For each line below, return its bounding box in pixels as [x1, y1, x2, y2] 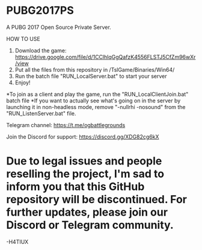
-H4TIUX [6, 238, 29, 245]
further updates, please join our [6, 205, 168, 219]
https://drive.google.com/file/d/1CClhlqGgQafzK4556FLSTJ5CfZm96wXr [14, 53, 196, 60]
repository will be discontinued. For [6, 193, 188, 207]
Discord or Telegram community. [6, 218, 174, 232]
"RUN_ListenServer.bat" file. [6, 110, 76, 117]
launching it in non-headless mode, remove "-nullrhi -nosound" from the [6, 103, 186, 110]
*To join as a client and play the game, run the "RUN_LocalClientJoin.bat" [6, 90, 189, 98]
